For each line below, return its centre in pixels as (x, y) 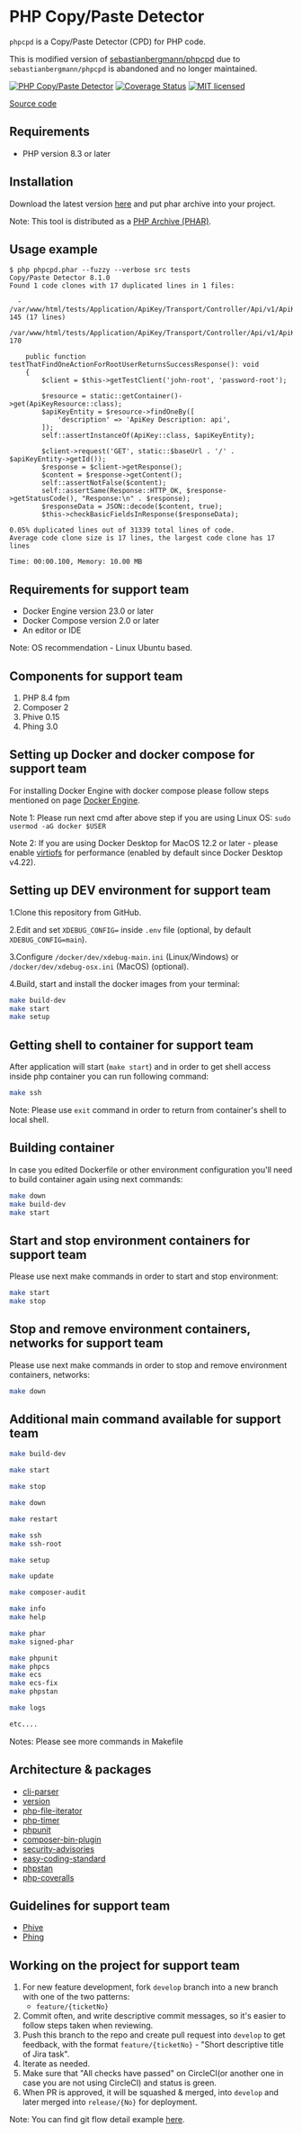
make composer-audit (48, 1592)
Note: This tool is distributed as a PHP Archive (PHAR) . (111, 221)
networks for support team (86, 1343)
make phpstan (34, 1692)
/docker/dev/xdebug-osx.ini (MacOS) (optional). (99, 966)
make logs (28, 1708)
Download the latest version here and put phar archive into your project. (142, 204)
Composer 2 (45, 707)
